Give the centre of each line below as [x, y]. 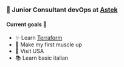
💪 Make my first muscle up [48, 44]
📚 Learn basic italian [42, 58]
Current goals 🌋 [26, 24]
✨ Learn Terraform [39, 38]
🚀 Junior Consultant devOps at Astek [62, 10]
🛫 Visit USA [29, 51]
